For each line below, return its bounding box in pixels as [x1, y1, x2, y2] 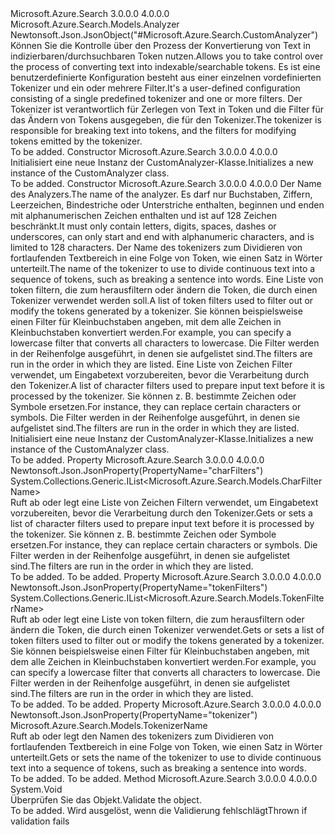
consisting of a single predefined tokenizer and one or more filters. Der [10, 93, 303, 104]
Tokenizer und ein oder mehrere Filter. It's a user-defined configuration [10, 82, 301, 94]
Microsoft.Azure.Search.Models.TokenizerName [10, 720, 208, 731]
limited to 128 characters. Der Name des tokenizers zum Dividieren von [10, 242, 303, 253]
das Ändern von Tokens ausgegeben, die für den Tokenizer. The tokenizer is [10, 114, 322, 126]
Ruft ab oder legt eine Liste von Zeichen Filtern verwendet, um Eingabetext [10, 497, 319, 508]
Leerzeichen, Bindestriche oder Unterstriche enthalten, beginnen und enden [10, 199, 325, 211]
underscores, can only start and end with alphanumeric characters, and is [10, 231, 315, 242]
